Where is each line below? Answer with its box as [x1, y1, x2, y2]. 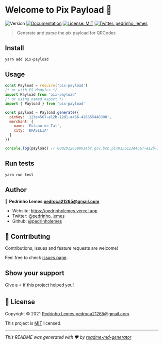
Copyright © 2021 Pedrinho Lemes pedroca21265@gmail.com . [5, 310, 130, 316]
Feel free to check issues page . [5, 255, 68, 260]
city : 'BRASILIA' [14, 128, 49, 133]
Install [5, 44, 24, 52]
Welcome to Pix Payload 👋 [5, 4, 112, 16]
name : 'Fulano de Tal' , [14, 123, 62, 128]
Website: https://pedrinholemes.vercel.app [12, 208, 98, 214]
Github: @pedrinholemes [12, 218, 62, 224]
